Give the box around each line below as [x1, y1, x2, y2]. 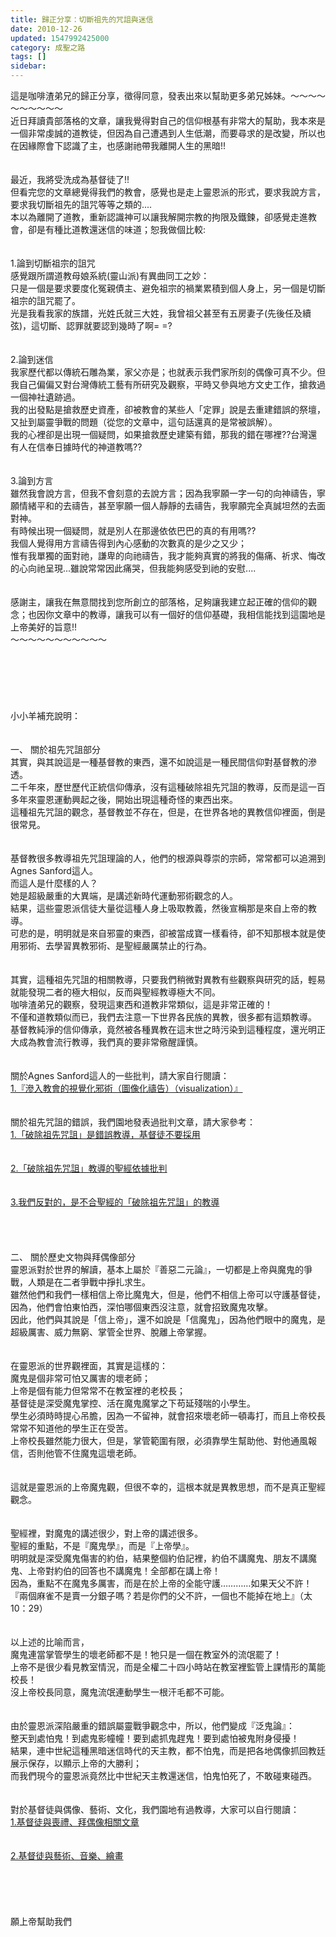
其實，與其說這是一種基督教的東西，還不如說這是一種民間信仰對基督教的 [10, 756, 308, 768]
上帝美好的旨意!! [10, 621, 78, 633]
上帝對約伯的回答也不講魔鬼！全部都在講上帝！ [27, 1565, 221, 1576]
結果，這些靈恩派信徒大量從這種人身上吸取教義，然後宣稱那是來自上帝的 [10, 902, 308, 914]
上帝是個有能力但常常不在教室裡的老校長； [10, 1385, 186, 1396]
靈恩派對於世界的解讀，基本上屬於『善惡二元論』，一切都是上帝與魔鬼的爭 [10, 1264, 313, 1275]
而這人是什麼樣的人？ [10, 877, 98, 889]
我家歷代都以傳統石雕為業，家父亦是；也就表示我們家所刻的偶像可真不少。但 [10, 366, 326, 378]
